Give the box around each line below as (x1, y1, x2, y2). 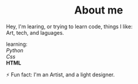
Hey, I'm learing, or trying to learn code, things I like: (6, 23, 133, 30)
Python (6, 46, 23, 53)
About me (74, 4, 123, 17)
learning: (6, 41, 28, 48)
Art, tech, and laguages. (6, 29, 65, 36)
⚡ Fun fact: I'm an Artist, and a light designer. (6, 71, 115, 78)
